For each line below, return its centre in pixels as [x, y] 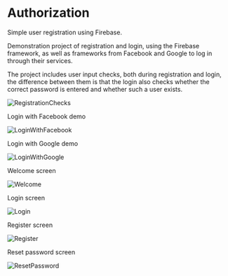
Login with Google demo [43, 143]
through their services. [40, 60]
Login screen [26, 198]
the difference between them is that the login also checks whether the [108, 81]
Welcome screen [32, 170]
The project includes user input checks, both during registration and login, [115, 74]
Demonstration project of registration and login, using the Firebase [103, 46]
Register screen [30, 225]
